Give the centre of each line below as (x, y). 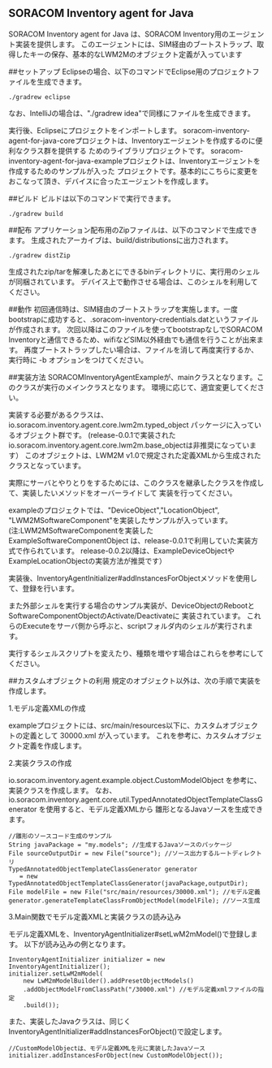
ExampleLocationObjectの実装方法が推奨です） (87, 560)
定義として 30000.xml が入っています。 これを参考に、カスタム (128, 735)
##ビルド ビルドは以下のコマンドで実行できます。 (92, 198)
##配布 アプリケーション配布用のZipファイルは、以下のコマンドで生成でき (133, 230)
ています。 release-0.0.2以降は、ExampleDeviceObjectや (139, 551)
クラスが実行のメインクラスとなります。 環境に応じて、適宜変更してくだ (136, 387)
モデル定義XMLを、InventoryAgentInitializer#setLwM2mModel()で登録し (130, 934)
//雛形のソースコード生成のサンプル (60, 836)
